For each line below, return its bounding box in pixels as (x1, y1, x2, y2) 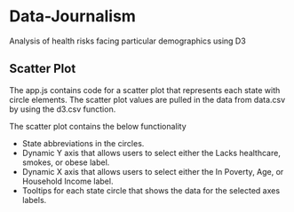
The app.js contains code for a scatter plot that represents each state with (9, 84, 281, 95)
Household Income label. (21, 176, 114, 186)
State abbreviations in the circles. (21, 137, 145, 148)
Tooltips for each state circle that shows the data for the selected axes (21, 185, 281, 196)
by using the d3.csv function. (9, 104, 116, 114)
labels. (21, 194, 47, 205)
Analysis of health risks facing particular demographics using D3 (9, 35, 246, 46)
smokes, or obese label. (21, 157, 110, 168)
